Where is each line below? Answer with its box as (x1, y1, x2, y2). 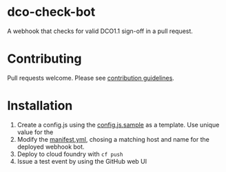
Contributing (7, 51, 82, 67)
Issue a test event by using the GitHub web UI (17, 157, 147, 165)
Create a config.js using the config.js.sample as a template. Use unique (17, 120, 220, 129)
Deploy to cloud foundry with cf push (17, 149, 123, 158)
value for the (17, 128, 54, 136)
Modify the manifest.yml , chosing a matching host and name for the (17, 135, 210, 143)
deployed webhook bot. (17, 142, 85, 151)
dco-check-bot (7, 4, 96, 20)
